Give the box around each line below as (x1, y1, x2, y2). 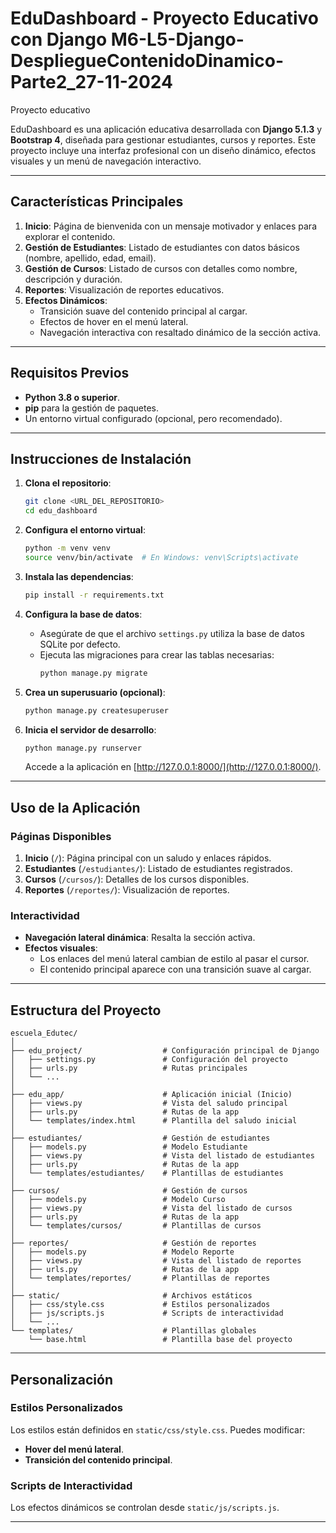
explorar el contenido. (24, 230, 116, 242)
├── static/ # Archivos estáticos (10, 1291, 253, 1301)
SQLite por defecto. (39, 638, 121, 650)
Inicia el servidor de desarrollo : (24, 723, 157, 736)
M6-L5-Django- (110, 28, 245, 51)
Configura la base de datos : (24, 608, 143, 620)
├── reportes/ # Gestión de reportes (10, 1238, 257, 1249)
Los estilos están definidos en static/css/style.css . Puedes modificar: (10, 1423, 306, 1436)
